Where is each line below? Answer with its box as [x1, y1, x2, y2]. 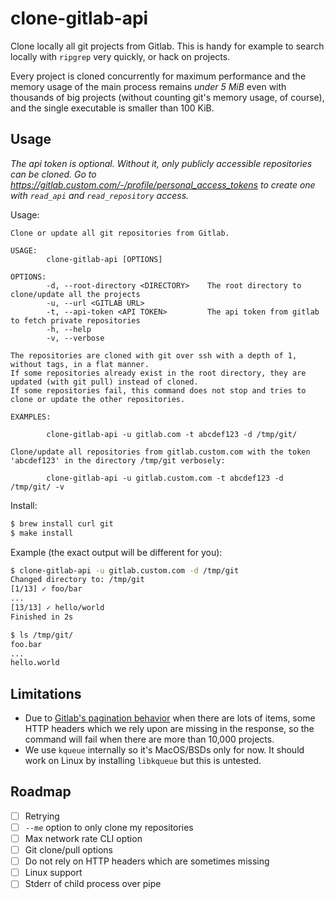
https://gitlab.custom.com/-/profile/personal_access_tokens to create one [10, 178, 316, 191]
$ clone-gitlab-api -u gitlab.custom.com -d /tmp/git [10, 565, 240, 576]
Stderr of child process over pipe [24, 878, 162, 890]
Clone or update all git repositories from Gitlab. [10, 228, 230, 238]
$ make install [10, 528, 74, 538]
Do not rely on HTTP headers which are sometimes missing [24, 855, 270, 867]
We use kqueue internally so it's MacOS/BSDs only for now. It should [24, 744, 305, 756]
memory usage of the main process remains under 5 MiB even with [10, 80, 287, 92]
